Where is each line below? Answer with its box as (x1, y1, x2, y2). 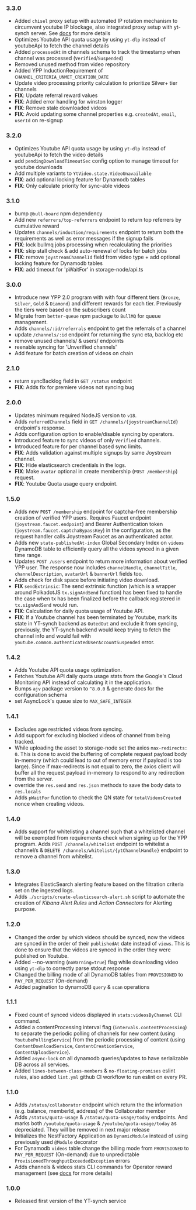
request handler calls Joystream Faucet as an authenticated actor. (14, 533, 174, 540)
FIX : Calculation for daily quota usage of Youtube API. (14, 607, 144, 615)
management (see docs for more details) (14, 1170, 113, 1177)
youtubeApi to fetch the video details (14, 151, 103, 158)
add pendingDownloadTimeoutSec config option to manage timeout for (14, 157, 179, 164)
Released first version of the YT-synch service (14, 1198, 127, 1205)
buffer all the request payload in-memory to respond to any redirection (14, 769, 185, 776)
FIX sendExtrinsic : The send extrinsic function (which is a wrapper (14, 583, 176, 590)
